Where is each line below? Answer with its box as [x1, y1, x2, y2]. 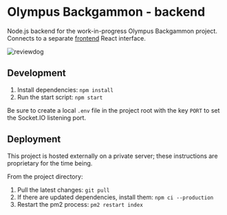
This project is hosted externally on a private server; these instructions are [7, 152, 218, 160]
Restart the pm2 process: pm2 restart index [17, 200, 143, 208]
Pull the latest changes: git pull [17, 185, 110, 194]
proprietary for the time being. [7, 159, 93, 167]
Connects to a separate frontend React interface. [7, 34, 147, 42]
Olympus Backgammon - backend [7, 4, 206, 20]
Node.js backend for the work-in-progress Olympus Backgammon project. [7, 27, 218, 35]
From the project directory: [7, 172, 83, 181]
